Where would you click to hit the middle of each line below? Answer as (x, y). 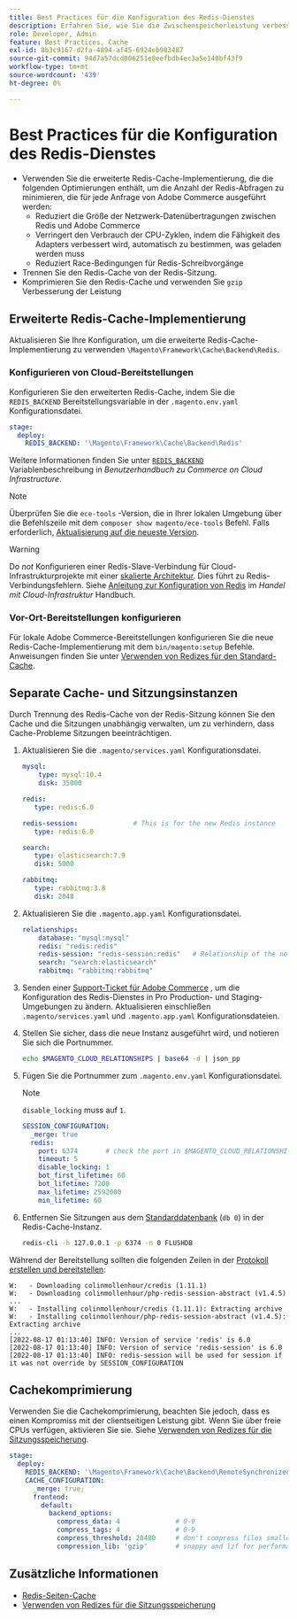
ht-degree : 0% (35, 83)
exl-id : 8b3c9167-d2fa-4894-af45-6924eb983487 (96, 50)
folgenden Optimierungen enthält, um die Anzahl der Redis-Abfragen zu (153, 188)
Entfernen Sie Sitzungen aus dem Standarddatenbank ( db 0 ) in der (143, 1217)
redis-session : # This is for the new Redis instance (148, 823)
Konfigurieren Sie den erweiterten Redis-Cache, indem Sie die (122, 391)
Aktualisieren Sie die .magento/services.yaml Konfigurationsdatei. (141, 750)
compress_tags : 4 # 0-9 (126, 1530)
